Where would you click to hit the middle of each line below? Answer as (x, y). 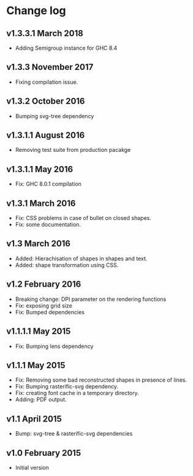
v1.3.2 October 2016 (46, 101)
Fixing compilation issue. (47, 82)
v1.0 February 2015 (44, 453)
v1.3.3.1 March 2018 (45, 33)
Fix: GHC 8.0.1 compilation (48, 184)
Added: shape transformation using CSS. (67, 265)
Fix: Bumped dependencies (50, 312)
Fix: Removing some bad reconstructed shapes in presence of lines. (101, 380)
